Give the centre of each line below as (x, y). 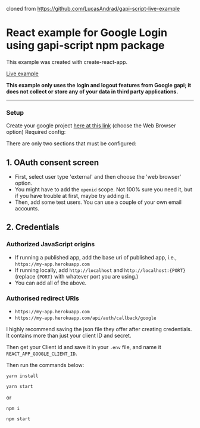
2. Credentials (33, 227)
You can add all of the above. (51, 283)
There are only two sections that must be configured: (71, 143)
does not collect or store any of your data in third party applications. (92, 91)
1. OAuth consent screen (53, 162)
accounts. (27, 209)
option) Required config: (36, 132)
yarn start (20, 387)
